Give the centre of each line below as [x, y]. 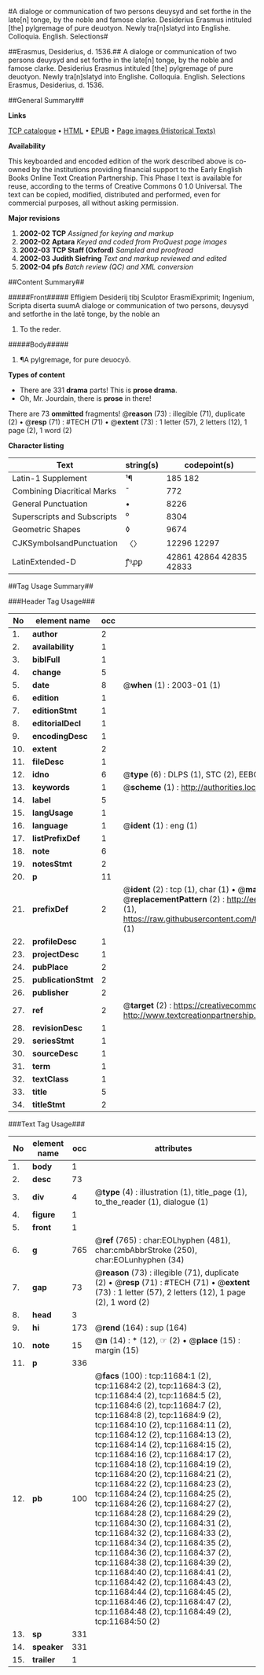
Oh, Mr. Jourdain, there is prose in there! [85, 399]
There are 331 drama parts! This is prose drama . [98, 390]
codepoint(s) [209, 465]
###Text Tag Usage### [47, 1124]
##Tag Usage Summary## [51, 586]
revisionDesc [57, 1028]
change [47, 672]
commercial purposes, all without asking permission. [93, 203]
